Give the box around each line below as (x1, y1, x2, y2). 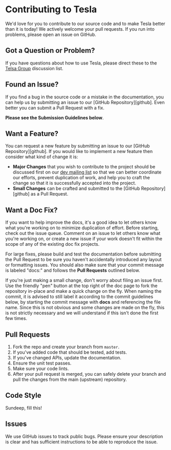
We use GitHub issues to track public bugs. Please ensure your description (5, 433, 163, 439)
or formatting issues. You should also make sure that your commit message (5, 262, 164, 268)
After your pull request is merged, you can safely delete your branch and (12, 371, 166, 377)
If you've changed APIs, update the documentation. (12, 355, 122, 360)
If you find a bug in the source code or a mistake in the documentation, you (5, 94, 164, 100)
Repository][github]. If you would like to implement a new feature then (5, 148, 153, 155)
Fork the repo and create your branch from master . (12, 344, 119, 350)
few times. (5, 315, 27, 322)
